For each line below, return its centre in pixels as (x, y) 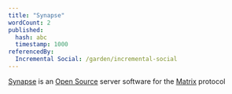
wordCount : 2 (29, 23)
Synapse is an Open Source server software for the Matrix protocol (117, 81)
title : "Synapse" (37, 15)
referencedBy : (31, 52)
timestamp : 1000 (42, 45)
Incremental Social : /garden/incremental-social (96, 60)
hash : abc (31, 37)
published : (26, 30)
